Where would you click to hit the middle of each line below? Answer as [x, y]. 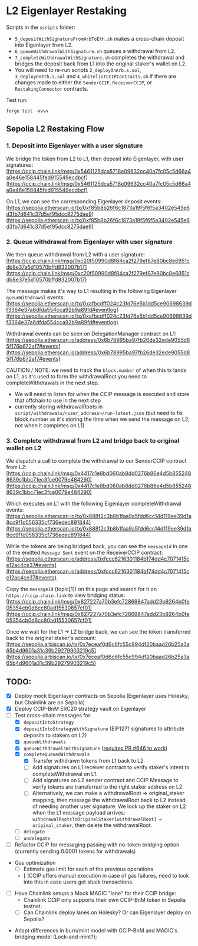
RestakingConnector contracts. [51, 88]
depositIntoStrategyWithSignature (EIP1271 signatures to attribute [104, 729]
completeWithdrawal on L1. [65, 774]
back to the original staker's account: [51, 638]
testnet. [33, 906]
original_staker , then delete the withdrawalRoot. [92, 825]
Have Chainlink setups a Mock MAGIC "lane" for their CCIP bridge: [95, 893]
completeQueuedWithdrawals [57, 755]
